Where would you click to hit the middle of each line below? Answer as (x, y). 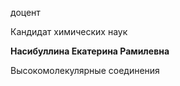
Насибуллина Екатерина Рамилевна (90, 51)
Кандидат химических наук (69, 31)
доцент (25, 12)
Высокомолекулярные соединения (85, 70)
